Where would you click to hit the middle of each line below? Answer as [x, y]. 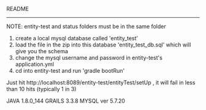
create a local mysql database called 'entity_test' [77, 38]
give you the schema [42, 51]
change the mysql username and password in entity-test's [89, 58]
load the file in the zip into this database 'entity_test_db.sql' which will [103, 45]
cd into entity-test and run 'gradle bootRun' [70, 71]
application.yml [34, 64]
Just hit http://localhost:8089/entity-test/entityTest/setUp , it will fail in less [101, 82]
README [18, 9]
